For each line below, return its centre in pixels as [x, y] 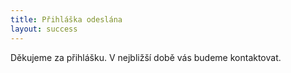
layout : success [44, 29]
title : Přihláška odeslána [66, 19]
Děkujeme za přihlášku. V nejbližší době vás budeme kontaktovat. [146, 57]
